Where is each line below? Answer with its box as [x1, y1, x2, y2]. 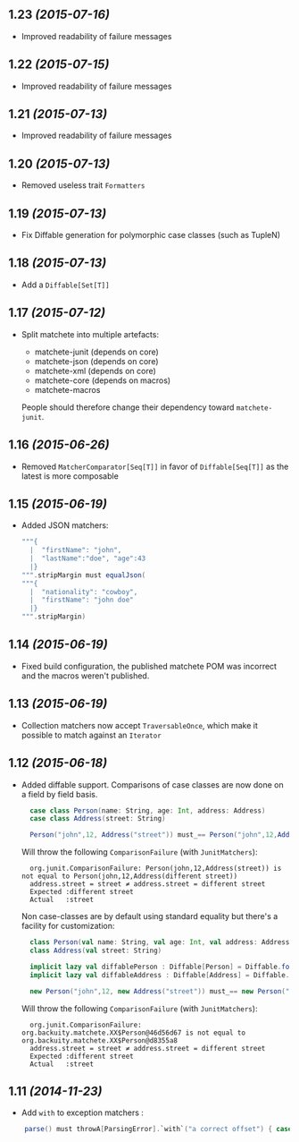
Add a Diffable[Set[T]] [21, 279, 110, 290]
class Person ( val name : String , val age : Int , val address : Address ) [29, 938, 294, 947]
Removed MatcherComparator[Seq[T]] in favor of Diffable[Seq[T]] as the [21, 461, 289, 472]
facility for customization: [21, 921, 115, 932]
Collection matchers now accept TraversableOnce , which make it [21, 720, 258, 730]
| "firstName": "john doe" [29, 595, 135, 605]
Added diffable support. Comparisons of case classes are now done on [21, 779, 284, 790]
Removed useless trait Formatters [21, 180, 145, 191]
